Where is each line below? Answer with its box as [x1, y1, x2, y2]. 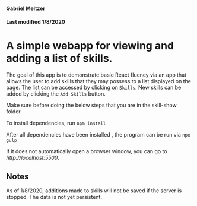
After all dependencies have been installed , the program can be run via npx [6, 131, 191, 138]
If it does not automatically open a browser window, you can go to [6, 148, 167, 155]
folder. [6, 108, 22, 115]
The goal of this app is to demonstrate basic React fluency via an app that [6, 71, 187, 78]
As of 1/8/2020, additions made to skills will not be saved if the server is [6, 187, 182, 194]
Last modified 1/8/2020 [6, 18, 65, 26]
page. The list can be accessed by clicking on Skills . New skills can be [6, 84, 182, 91]
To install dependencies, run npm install [6, 119, 106, 127]
